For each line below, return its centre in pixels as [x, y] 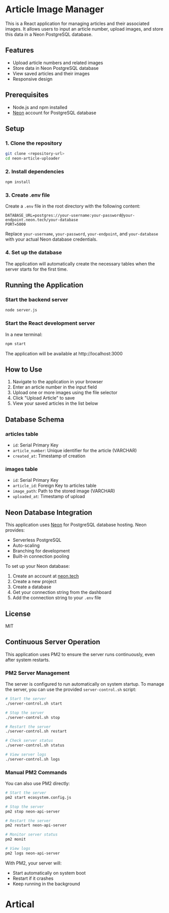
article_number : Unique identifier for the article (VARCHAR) [75, 450]
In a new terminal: [24, 334]
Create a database [32, 587]
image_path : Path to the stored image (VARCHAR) [64, 491]
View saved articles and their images [51, 73]
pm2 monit [16, 840]
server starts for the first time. [37, 269]
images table [22, 469]
